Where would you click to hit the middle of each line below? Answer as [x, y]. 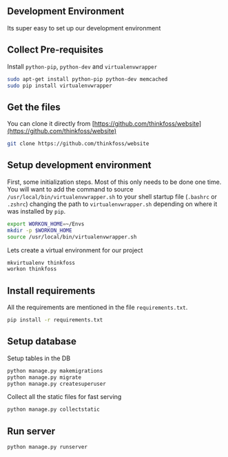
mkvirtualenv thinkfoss [41, 263]
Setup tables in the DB [39, 358]
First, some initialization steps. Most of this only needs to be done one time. [114, 182]
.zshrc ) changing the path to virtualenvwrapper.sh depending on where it [112, 204]
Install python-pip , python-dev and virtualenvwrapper [82, 66]
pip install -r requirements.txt [55, 320]
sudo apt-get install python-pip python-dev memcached [87, 79]
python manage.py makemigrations [55, 371]
